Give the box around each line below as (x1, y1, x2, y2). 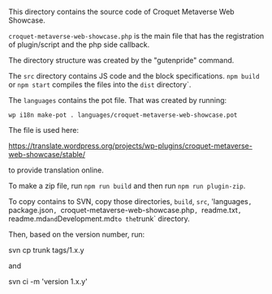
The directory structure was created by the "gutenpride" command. (8, 56, 235, 65)
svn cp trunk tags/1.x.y (8, 245, 84, 254)
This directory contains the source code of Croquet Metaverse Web (8, 7, 235, 16)
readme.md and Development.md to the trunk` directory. (8, 214, 191, 224)
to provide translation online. (8, 165, 104, 175)
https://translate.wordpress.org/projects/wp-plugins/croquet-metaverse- (8, 141, 253, 151)
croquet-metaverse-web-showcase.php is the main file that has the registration (8, 32, 265, 40)
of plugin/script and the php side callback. (8, 40, 150, 49)
